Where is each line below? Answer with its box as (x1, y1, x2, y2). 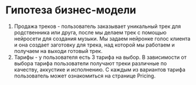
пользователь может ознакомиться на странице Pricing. (13, 72, 156, 79)
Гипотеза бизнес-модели (5, 3, 136, 17)
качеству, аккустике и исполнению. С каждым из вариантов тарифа (13, 66, 186, 73)
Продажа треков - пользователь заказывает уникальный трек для (13, 23, 181, 30)
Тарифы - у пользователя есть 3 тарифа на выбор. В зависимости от (13, 54, 187, 61)
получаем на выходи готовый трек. (13, 47, 103, 54)
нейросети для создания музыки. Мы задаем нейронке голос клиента (13, 35, 191, 42)
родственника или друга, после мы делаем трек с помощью (13, 29, 167, 36)
